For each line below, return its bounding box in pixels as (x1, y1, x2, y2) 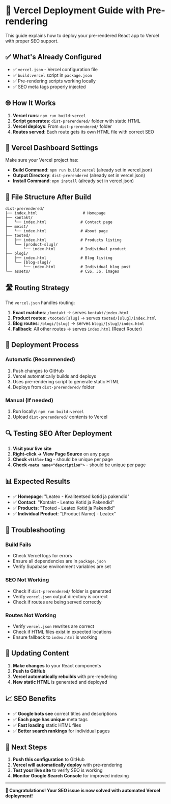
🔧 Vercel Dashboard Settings (5, 143, 98, 152)
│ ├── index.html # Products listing (5, 237, 122, 243)
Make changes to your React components (12, 662, 102, 668)
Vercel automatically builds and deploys (12, 373, 97, 379)
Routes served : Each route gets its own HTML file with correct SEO (12, 128, 154, 135)
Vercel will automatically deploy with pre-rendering (12, 762, 123, 768)
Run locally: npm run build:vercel (12, 408, 84, 414)
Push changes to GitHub (12, 367, 64, 374)
